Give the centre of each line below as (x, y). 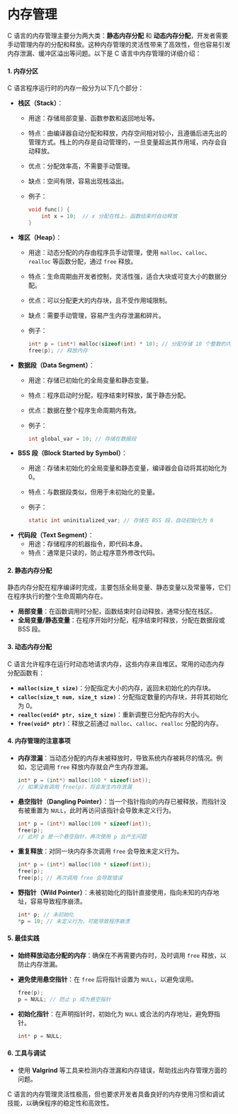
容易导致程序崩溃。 (58, 901)
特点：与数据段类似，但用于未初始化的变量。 (93, 492)
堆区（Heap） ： (40, 237)
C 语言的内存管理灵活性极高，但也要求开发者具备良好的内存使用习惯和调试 (116, 1094)
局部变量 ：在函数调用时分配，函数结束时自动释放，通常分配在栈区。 (117, 612)
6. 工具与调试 (27, 1053)
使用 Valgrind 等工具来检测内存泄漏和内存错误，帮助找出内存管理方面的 (122, 1070)
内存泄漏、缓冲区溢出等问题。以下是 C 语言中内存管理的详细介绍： (104, 53)
